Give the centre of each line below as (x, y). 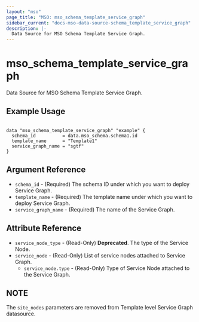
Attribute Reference (44, 229)
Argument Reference (46, 170)
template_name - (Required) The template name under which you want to (104, 197)
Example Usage (36, 111)
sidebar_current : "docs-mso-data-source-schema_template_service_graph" (99, 23)
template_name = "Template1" (54, 141)
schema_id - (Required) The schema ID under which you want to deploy (102, 184)
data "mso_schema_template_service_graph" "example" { (76, 130)
